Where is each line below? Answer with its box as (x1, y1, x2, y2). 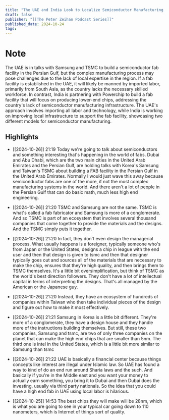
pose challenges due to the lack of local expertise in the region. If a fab (5, 75, 153, 81)
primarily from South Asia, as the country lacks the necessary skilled (5, 86, 148, 92)
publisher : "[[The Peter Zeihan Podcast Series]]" (5, 17, 114, 22)
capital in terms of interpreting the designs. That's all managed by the (12, 278, 157, 284)
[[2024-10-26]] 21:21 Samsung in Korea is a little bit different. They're (12, 314, 157, 320)
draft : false (5, 12, 33, 17)
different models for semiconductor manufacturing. (5, 118, 112, 124)
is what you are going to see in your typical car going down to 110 (12, 403, 149, 409)
